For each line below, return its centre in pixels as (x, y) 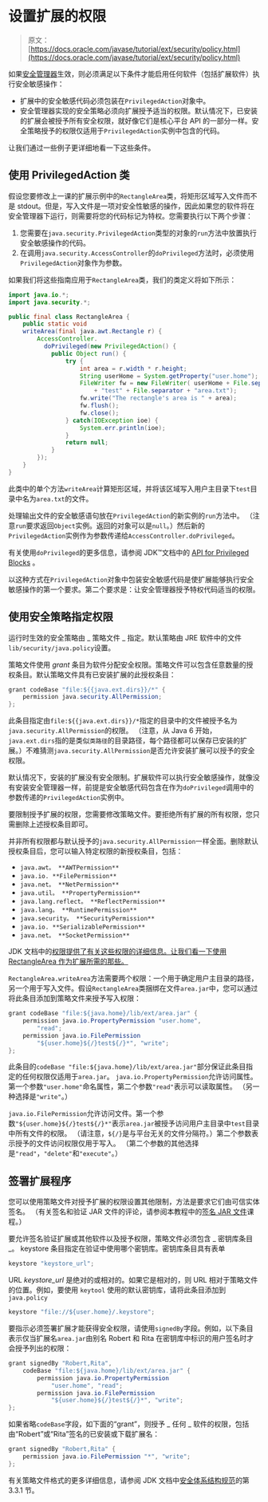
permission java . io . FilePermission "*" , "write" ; (107, 1457)
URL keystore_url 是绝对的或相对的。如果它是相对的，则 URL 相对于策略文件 (133, 1280)
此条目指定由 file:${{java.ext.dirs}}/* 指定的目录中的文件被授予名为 (123, 721)
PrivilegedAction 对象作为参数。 (73, 262)
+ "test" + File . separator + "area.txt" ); (166, 391)
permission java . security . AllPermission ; (92, 697)
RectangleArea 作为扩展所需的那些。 (69, 961)
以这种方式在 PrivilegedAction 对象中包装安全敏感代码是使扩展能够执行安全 (131, 579)
